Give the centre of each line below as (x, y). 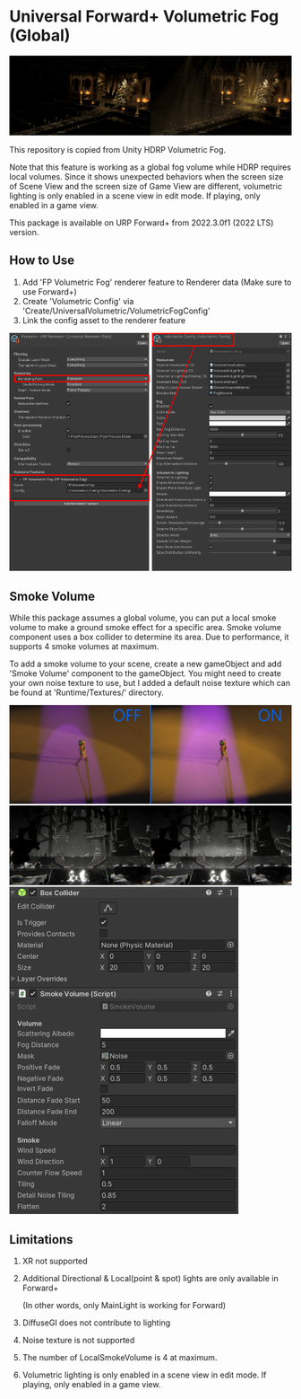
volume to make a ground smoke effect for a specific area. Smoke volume (146, 628)
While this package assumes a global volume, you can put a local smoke (143, 618)
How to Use (42, 261)
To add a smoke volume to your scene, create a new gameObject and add (146, 664)
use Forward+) (50, 291)
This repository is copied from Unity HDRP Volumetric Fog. (118, 149)
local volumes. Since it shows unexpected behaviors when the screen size (146, 176)
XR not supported (55, 1261)
